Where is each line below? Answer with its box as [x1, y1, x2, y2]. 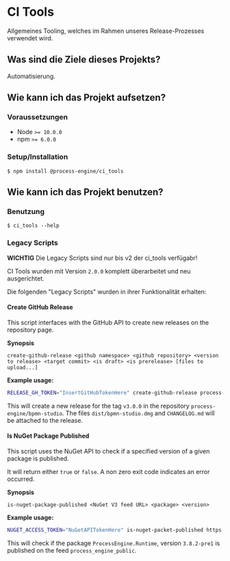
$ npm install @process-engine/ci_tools [7, 168, 125, 174]
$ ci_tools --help [7, 222, 60, 229]
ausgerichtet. [7, 274, 44, 283]
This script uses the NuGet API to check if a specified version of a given [7, 447, 210, 455]
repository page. [7, 326, 54, 334]
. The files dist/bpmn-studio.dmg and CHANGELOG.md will [62, 408, 215, 417]
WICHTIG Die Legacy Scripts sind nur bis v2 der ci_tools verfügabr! [7, 254, 198, 262]
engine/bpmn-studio [7, 410, 63, 417]
